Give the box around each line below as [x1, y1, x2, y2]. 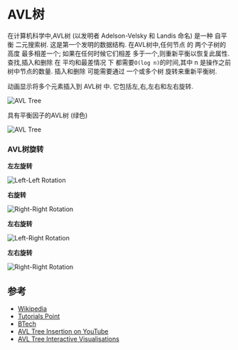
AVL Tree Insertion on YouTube [17, 327, 109, 336]
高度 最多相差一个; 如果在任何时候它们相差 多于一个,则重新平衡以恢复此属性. [7, 49, 230, 58]
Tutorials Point [17, 312, 60, 321]
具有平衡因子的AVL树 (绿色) [7, 111, 88, 120]
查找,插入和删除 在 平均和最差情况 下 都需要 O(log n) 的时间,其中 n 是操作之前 [7, 58, 232, 66]
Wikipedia [17, 304, 48, 313]
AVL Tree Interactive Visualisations [17, 335, 119, 344]
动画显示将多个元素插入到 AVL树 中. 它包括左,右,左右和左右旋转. [7, 82, 194, 90]
